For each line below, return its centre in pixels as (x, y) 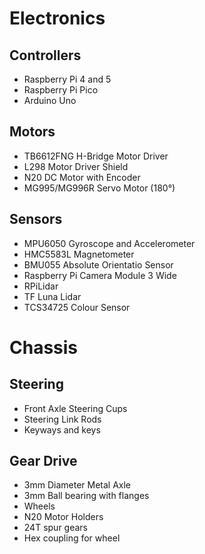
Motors (32, 132)
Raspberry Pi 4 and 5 (67, 79)
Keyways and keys (62, 429)
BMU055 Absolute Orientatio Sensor (98, 264)
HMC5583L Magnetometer (79, 254)
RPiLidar (41, 286)
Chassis (44, 347)
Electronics (57, 18)
